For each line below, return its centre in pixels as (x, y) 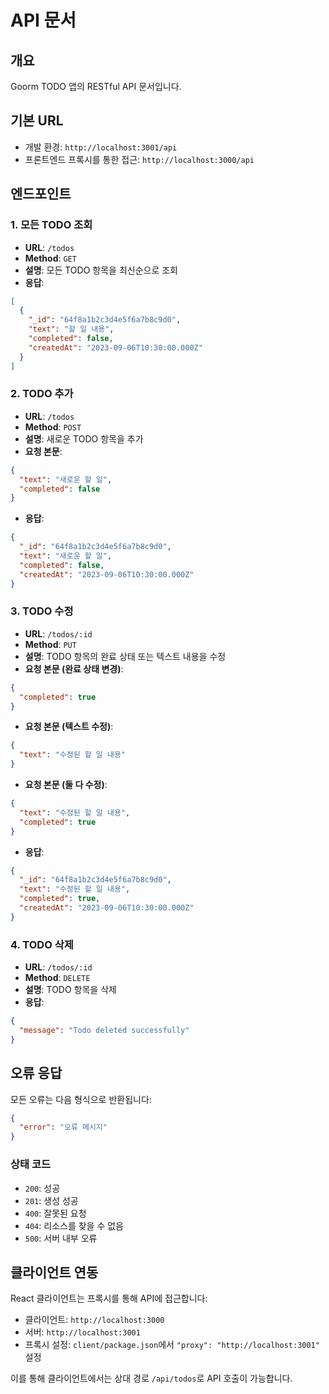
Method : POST (53, 427)
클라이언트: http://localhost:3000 (94, 1320)
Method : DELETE (57, 978)
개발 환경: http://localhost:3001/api (101, 147)
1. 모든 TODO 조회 (51, 225)
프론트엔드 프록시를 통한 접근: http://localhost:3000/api (139, 159)
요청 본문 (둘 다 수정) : (66, 785)
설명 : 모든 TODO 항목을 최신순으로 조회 (101, 270)
